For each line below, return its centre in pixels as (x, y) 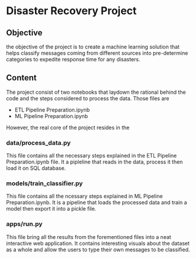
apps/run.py (24, 224)
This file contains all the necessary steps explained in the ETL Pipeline (92, 156)
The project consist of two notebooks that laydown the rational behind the (96, 92)
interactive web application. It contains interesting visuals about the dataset (98, 243)
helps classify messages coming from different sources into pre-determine (97, 53)
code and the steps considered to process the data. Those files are (88, 98)
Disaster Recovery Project (71, 11)
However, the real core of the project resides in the (68, 127)
